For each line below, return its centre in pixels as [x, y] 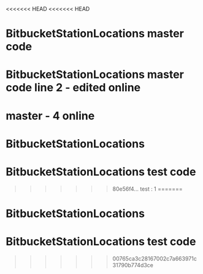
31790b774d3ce [133, 265]
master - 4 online [50, 116]
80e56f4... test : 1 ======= [148, 189]
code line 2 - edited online [73, 88]
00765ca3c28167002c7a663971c [155, 258]
